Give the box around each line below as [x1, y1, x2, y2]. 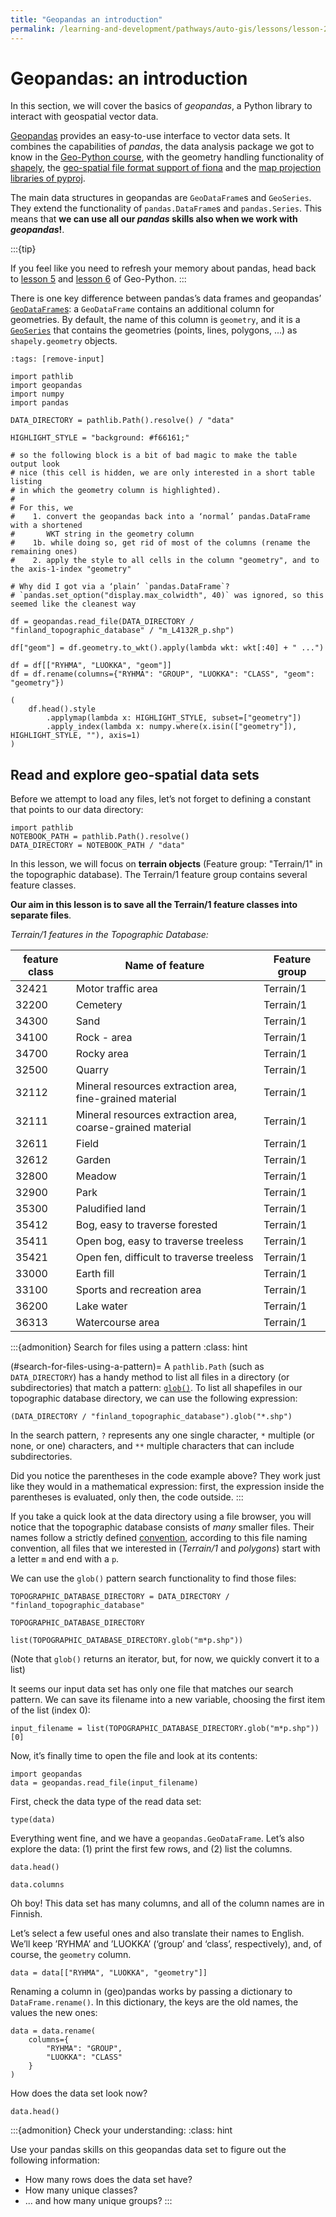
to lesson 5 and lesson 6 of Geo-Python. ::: [10, 273, 187, 285]
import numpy [10, 389, 65, 400]
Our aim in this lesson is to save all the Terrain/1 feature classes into [10, 899, 298, 911]
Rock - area [75, 1031, 133, 1045]
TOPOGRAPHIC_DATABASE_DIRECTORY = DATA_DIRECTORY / [10, 1592, 230, 1602]
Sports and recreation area [75, 1283, 202, 1297]
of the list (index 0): [10, 1704, 91, 1716]
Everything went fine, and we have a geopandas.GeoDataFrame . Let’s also [10, 1832, 305, 1845]
